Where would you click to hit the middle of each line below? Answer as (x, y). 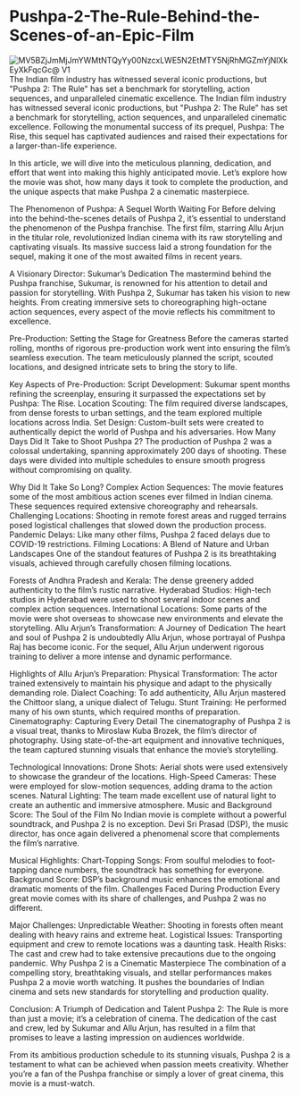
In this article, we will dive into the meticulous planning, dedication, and (140, 163)
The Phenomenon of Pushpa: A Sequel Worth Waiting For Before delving (142, 208)
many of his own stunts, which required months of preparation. (125, 712)
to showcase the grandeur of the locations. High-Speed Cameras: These (143, 776)
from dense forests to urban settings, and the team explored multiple (136, 412)
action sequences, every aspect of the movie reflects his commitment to (142, 311)
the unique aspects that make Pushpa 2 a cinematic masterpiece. (129, 191)
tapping (23, 870)
